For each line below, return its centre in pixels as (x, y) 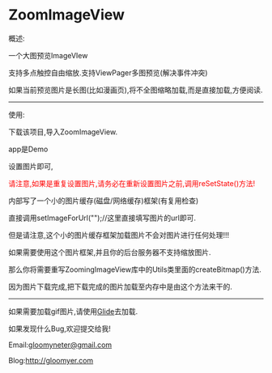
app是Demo (28, 149)
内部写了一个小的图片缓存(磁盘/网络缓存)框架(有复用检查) (104, 201)
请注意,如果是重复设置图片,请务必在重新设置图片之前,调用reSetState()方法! (132, 183)
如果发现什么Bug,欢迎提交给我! (60, 328)
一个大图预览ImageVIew (48, 55)
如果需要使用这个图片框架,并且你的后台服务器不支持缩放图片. (110, 252)
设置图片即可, (31, 166)
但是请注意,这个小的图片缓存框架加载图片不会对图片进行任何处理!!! (119, 235)
